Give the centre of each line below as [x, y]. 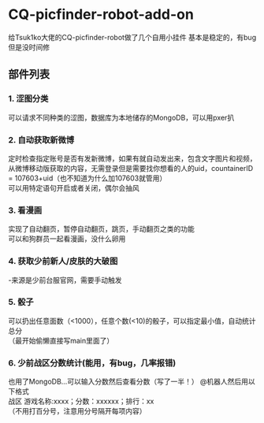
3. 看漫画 [25, 210]
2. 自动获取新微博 [41, 139]
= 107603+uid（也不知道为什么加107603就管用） [87, 178]
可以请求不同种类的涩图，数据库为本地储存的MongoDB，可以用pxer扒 [121, 117]
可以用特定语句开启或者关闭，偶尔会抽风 [74, 187]
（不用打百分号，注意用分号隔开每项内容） [77, 411]
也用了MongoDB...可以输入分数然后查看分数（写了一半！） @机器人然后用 [128, 382]
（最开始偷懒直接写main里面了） [61, 340]
